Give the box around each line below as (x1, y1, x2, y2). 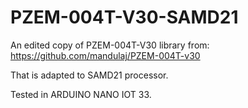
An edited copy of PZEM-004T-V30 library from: (10, 39, 210, 51)
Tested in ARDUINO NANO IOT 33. (10, 88, 152, 100)
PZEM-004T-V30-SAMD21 (10, 6, 239, 29)
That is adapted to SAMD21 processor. (10, 69, 169, 81)
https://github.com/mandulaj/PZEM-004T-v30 (10, 49, 201, 61)
